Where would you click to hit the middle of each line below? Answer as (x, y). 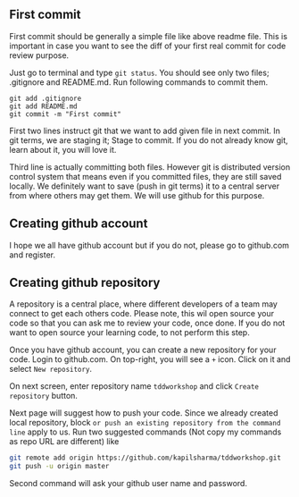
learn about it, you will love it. (63, 149)
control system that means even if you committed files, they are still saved (145, 176)
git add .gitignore (46, 98)
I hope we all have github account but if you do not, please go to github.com (149, 245)
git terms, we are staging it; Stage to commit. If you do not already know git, (149, 140)
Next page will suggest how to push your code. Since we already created (144, 413)
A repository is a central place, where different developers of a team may (144, 304)
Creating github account (79, 224)
